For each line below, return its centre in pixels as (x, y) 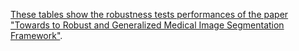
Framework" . (36, 35)
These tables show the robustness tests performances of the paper (149, 14)
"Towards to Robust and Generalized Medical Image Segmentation (147, 25)
